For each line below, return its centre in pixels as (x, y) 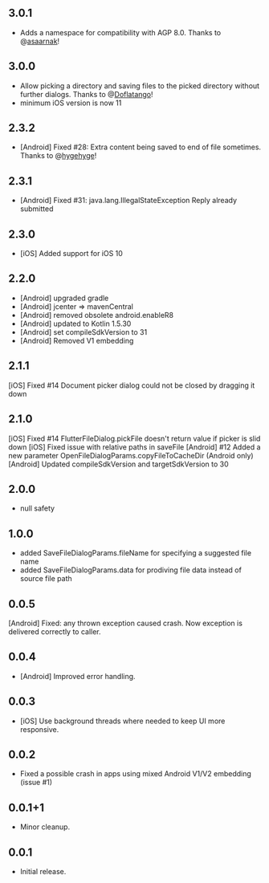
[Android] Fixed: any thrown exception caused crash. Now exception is (126, 623)
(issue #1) (36, 783)
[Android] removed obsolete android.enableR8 (97, 315)
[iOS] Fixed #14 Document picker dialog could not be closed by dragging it (132, 385)
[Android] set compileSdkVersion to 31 (84, 332)
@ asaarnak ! (40, 41)
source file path (46, 579)
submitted (37, 209)
